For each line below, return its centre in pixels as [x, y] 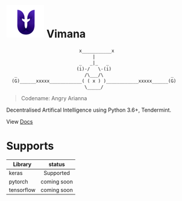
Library [22, 164]
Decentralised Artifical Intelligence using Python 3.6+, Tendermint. [89, 110]
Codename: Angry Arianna [54, 98]
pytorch [18, 181]
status [57, 164]
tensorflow [22, 190]
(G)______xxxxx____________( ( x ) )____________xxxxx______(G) [94, 81]
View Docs [20, 121]
